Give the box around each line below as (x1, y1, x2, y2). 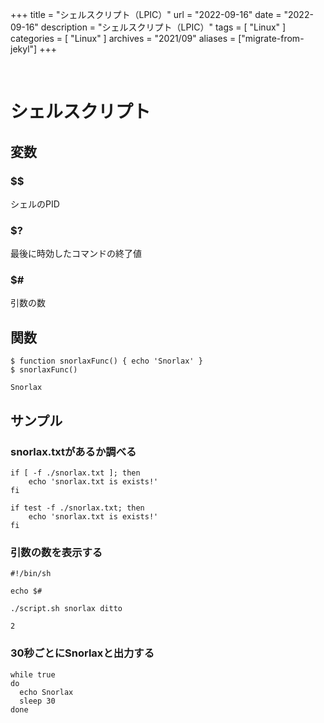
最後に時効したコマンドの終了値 (10, 248, 142, 260)
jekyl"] (10, 43, 38, 55)
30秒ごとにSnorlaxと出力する (10, 646, 155, 660)
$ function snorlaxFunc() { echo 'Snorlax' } (10, 356, 203, 367)
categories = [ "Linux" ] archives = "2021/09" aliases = (10, 33, 237, 44)
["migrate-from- (238, 33, 305, 44)
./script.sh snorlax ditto (10, 604, 123, 614)
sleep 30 (19, 696, 56, 706)
